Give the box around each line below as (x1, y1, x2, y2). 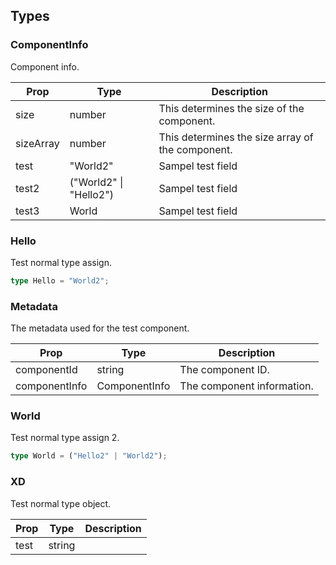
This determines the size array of (158, 130, 314, 144)
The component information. (179, 379, 314, 393)
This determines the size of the (158, 101, 305, 115)
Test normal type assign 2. (10, 432, 120, 444)
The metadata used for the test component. (10, 322, 190, 334)
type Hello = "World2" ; (10, 275, 110, 286)
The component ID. (179, 363, 270, 377)
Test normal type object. (10, 497, 112, 509)
